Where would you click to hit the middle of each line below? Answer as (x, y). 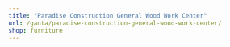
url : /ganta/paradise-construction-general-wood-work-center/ (115, 23)
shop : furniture (36, 30)
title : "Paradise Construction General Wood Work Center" (108, 16)
